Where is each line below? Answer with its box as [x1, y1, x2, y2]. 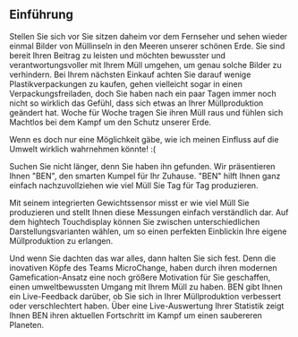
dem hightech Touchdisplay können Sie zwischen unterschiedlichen [9, 216, 260, 227]
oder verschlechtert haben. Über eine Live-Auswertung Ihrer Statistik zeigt [9, 300, 285, 311]
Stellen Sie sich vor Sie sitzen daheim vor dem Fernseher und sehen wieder [9, 30, 288, 41]
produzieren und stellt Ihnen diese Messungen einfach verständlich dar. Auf [9, 206, 289, 218]
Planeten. [9, 319, 45, 330]
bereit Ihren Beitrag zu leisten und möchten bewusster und [9, 49, 226, 61]
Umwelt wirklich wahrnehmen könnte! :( [9, 143, 157, 154]
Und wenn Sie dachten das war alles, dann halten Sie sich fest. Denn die [9, 253, 277, 264]
